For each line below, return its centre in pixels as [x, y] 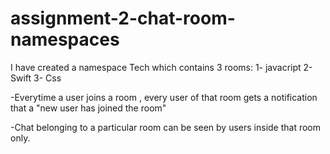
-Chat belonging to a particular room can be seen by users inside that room [166, 127]
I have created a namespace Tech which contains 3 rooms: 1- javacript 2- [161, 67]
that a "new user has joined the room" [88, 108]
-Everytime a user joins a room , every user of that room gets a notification [164, 97]
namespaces [65, 39]
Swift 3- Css [36, 78]
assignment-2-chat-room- [123, 18]
